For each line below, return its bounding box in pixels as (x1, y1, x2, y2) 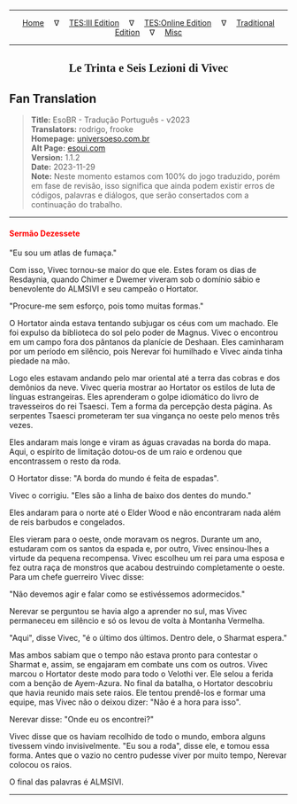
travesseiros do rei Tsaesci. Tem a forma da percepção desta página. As (9, 401, 273, 412)
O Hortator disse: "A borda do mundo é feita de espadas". (9, 473, 219, 484)
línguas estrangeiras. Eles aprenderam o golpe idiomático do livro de (9, 392, 259, 402)
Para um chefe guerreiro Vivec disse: (9, 572, 144, 582)
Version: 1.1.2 (30, 152, 80, 163)
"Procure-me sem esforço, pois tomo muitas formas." (9, 301, 204, 311)
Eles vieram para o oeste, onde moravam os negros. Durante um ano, (9, 534, 263, 545)
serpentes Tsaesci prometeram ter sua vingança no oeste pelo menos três (9, 410, 280, 421)
